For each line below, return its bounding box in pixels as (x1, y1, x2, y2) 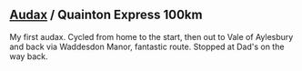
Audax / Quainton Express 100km (9, 7, 203, 23)
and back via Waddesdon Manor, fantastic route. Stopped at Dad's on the (9, 41, 285, 52)
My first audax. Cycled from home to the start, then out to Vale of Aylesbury (9, 31, 294, 42)
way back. (9, 50, 48, 62)
